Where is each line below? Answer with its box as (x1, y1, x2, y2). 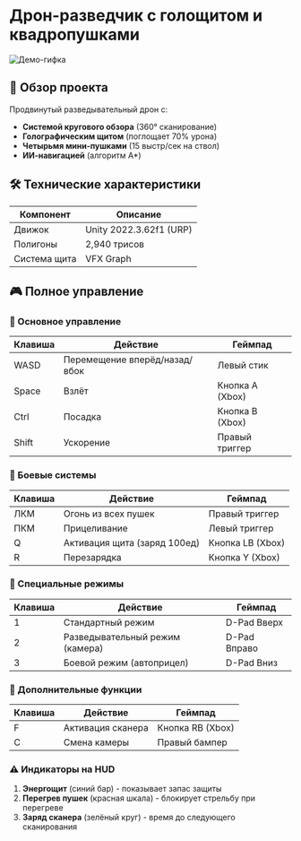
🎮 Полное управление (9, 283, 144, 299)
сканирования (21, 821, 78, 832)
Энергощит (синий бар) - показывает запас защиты (21, 784, 222, 794)
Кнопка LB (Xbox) (208, 536, 285, 549)
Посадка (63, 411, 101, 423)
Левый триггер (208, 522, 274, 534)
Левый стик (217, 360, 269, 372)
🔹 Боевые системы (9, 469, 97, 481)
